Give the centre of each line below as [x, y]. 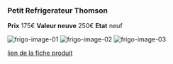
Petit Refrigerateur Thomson [58, 11]
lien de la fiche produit [40, 53]
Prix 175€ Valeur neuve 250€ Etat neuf [65, 26]
